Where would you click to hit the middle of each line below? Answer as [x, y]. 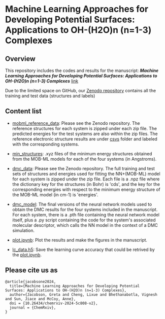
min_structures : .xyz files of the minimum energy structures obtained [82, 153]
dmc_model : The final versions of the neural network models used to [82, 204]
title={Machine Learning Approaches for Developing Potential [75, 286]
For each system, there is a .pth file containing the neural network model [86, 214]
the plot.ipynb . [27, 254]
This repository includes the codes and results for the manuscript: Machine [82, 71]
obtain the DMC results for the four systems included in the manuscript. [85, 209]
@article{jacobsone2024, [31, 282]
